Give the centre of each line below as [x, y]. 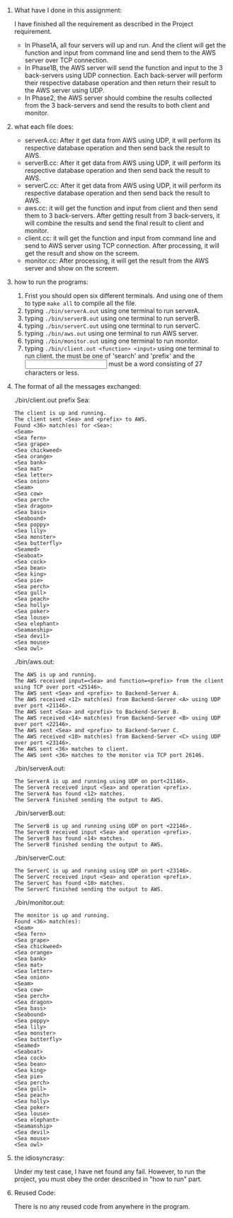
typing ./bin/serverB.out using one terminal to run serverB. [112, 318]
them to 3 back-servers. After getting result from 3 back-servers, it [122, 216]
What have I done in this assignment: [68, 10]
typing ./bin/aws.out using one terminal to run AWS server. [112, 333]
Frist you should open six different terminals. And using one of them [124, 296]
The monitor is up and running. [62, 916]
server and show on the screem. [72, 268]
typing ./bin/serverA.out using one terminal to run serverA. [112, 311]
